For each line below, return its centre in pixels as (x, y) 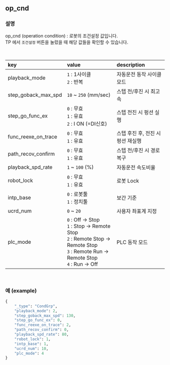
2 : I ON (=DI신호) (87, 124)
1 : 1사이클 (79, 74)
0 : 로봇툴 (77, 194)
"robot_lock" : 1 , (33, 339)
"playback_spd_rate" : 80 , (42, 335)
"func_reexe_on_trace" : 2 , (43, 325)
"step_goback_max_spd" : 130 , (45, 316)
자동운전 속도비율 (136, 167)
